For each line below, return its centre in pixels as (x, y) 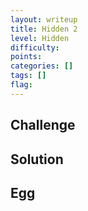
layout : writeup (44, 19)
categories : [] (42, 66)
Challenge (43, 125)
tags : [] (28, 76)
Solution (37, 159)
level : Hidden (40, 38)
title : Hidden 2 (44, 29)
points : (26, 57)
